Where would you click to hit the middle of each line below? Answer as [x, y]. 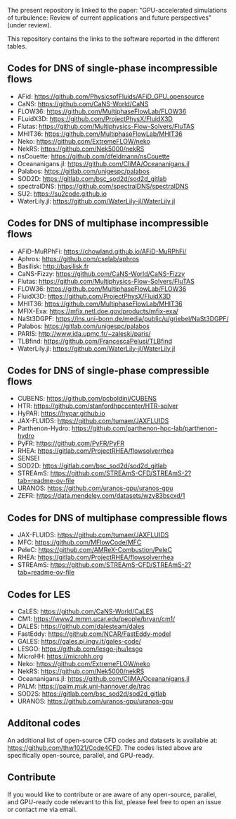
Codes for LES [39, 594]
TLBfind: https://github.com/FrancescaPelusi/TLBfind [95, 341]
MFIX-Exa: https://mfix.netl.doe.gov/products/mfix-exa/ [98, 311]
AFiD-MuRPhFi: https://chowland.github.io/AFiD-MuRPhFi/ [102, 251]
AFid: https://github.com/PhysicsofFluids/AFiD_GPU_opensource [111, 96]
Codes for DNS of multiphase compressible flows [117, 518]
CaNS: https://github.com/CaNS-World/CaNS [83, 104]
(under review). [29, 25]
